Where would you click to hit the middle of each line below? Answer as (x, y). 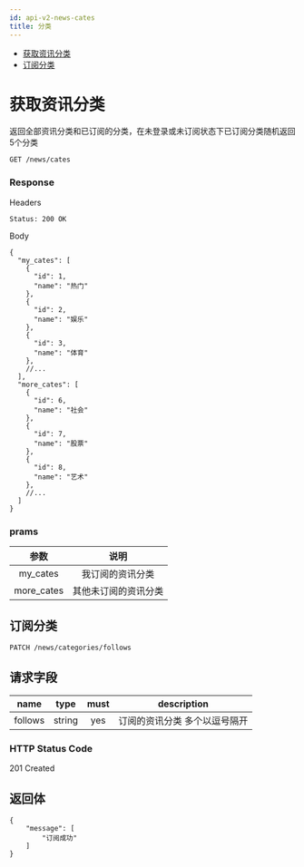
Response (32, 182)
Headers (25, 202)
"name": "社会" (61, 410)
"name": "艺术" (61, 477)
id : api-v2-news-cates (52, 18)
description (183, 704)
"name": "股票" (61, 443)
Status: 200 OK (38, 219)
